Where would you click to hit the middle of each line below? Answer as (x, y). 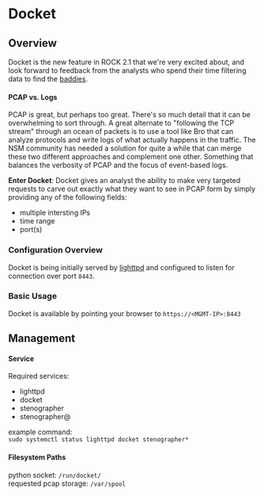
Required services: (39, 376)
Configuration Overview (55, 250)
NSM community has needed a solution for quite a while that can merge (125, 148)
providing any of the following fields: (68, 197)
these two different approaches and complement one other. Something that (131, 157)
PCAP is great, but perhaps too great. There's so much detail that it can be (130, 115)
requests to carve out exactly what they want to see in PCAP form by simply (132, 189)
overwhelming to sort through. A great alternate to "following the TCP (121, 123)
